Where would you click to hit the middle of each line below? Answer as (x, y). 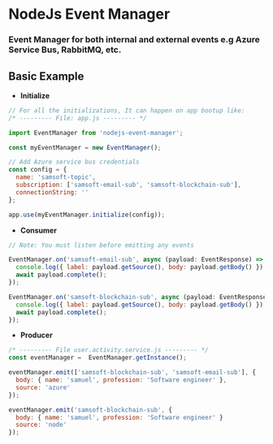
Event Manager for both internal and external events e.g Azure (134, 40)
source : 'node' (41, 425)
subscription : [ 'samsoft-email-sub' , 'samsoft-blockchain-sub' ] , (129, 185)
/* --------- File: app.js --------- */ (78, 118)
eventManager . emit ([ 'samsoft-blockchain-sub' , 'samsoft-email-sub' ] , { (132, 372)
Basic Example (46, 76)
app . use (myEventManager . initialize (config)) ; (87, 215)
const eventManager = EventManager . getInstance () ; (97, 358)
